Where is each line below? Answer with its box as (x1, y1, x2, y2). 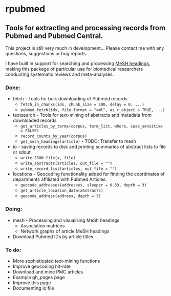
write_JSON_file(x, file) (20, 156, 76, 161)
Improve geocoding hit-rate (12, 263, 71, 269)
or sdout (12, 149, 31, 155)
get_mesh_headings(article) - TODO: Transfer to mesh (20, 138, 137, 144)
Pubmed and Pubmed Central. (5, 31, 103, 40)
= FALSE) (20, 129, 39, 134)
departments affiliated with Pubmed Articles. (12, 176, 107, 182)
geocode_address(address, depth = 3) (20, 194, 101, 199)
